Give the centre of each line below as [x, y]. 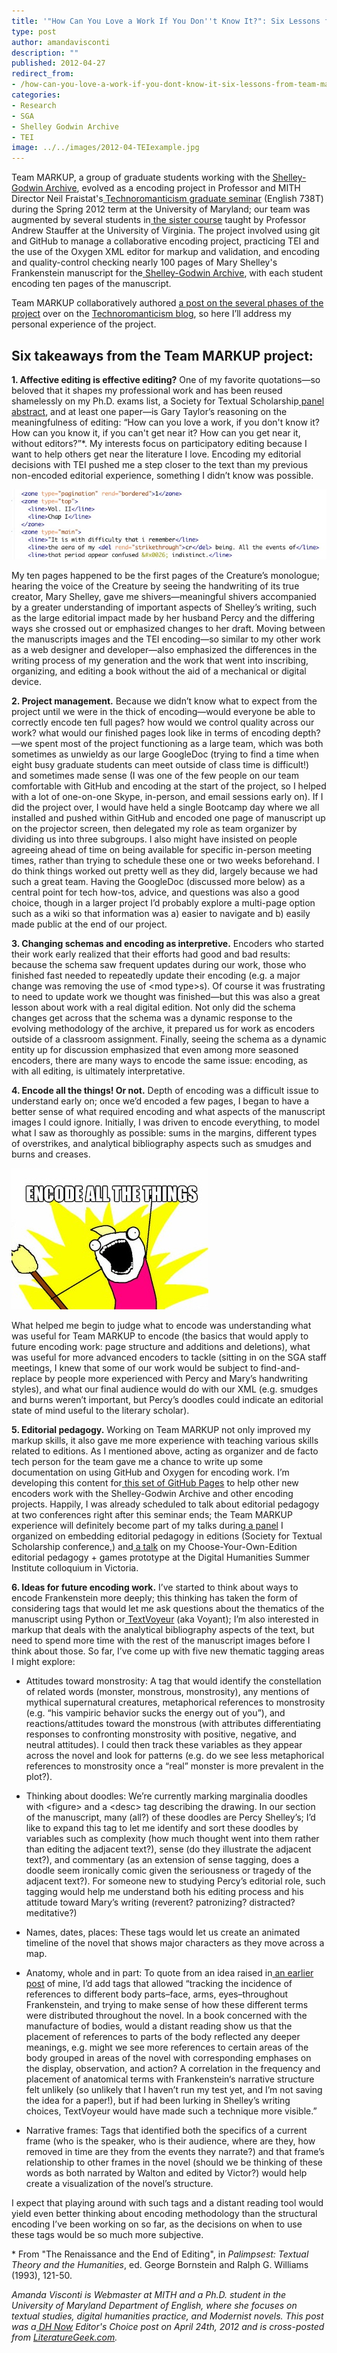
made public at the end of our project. [89, 924]
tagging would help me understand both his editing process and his [164, 1891]
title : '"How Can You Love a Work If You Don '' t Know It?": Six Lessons [166, 21]
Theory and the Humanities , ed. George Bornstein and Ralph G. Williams [160, 2264]
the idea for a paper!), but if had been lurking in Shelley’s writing [158, 2100]
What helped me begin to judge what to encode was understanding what [161, 1325]
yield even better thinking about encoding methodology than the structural [164, 2213]
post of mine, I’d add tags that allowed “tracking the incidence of [159, 1983]
